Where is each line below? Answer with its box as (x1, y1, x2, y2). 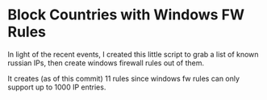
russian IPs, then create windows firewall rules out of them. (7, 58, 205, 68)
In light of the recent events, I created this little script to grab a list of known (7, 49, 259, 59)
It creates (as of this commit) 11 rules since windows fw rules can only (7, 73, 240, 83)
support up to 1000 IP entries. (7, 82, 106, 92)
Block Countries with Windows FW (7, 6, 245, 24)
